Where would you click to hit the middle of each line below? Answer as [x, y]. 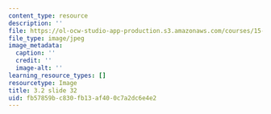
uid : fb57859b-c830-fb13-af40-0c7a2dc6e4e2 [83, 98]
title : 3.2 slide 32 [43, 90]
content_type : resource [48, 16]
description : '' [35, 23]
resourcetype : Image [43, 83]
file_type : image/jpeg [46, 38]
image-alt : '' [39, 68]
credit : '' [34, 61]
